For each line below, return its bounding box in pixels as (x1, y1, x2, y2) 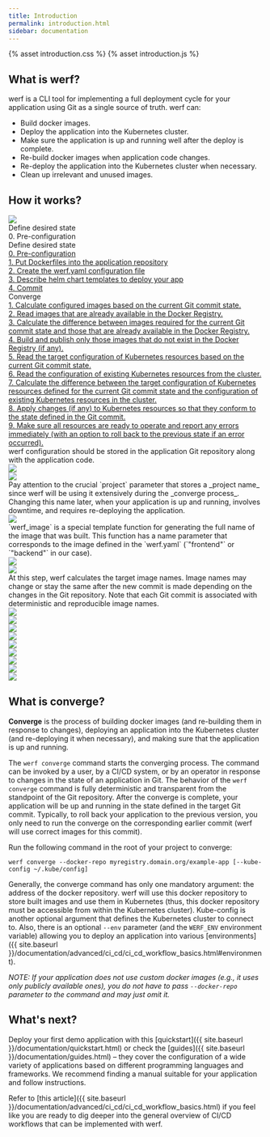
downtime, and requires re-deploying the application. (8, 506, 186, 515)
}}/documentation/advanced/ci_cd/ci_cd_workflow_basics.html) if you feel (8, 1101, 256, 1111)
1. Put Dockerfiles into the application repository (8, 257, 168, 267)
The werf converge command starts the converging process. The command (8, 757, 260, 767)
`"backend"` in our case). (8, 548, 92, 558)
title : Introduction (8, 11, 78, 20)
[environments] (205, 931, 257, 940)
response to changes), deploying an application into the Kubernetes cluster (8, 725, 259, 735)
